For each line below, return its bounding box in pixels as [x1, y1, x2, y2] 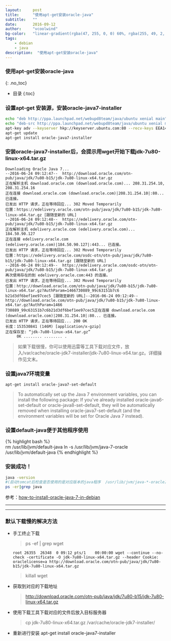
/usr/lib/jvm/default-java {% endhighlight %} [5, 449, 98, 455]
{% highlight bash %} [5, 439, 50, 445]
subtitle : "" [5, 17, 38, 22]
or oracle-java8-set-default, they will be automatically [42, 402, 155, 408]
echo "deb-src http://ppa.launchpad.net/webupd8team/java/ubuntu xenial [5, 121, 163, 126]
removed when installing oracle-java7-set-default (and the [17, 407, 140, 414]
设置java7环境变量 [5, 370, 50, 377]
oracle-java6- [135, 396, 164, 403]
